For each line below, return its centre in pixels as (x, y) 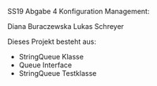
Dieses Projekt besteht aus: (52, 41)
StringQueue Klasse (51, 57)
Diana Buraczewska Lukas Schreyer (65, 26)
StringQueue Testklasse (58, 73)
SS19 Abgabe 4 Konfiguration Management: (78, 11)
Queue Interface (45, 65)
